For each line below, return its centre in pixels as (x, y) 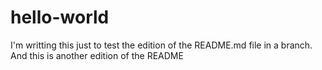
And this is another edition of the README (97, 55)
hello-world (60, 17)
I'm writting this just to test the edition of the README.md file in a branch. (161, 45)
